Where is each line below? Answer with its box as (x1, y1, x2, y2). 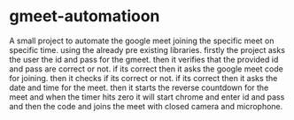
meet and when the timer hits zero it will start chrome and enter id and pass (9, 91, 285, 102)
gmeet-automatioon (9, 6, 160, 26)
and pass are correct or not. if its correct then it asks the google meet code (9, 64, 283, 74)
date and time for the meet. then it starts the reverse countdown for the (9, 82, 269, 93)
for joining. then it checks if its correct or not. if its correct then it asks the (9, 72, 278, 83)
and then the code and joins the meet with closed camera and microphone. (9, 101, 283, 111)
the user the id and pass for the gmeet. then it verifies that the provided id (9, 54, 279, 64)
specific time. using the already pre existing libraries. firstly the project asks (9, 44, 286, 55)
